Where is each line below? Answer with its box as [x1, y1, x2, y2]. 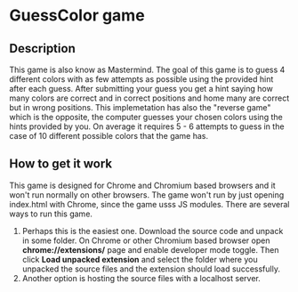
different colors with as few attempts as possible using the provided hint [9, 74, 274, 85]
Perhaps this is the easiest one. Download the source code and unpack [21, 225, 284, 236]
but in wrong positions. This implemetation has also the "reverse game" [9, 102, 271, 112]
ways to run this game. [9, 208, 93, 219]
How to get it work [9, 157, 113, 172]
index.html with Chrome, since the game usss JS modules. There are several [9, 199, 290, 209]
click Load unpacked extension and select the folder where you [21, 254, 258, 264]
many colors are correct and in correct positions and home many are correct [9, 93, 290, 103]
